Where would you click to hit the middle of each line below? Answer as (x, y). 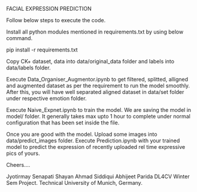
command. (19, 38)
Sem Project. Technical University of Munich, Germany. (74, 183)
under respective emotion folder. (46, 98)
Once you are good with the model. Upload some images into (82, 134)
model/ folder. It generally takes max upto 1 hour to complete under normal (98, 116)
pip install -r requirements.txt (42, 50)
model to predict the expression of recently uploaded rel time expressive (96, 147)
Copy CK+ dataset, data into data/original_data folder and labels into (90, 61)
